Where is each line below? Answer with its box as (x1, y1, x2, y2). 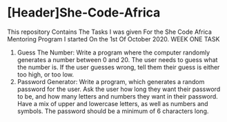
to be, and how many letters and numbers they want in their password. (17, 92, 219, 101)
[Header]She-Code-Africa (7, 5, 161, 21)
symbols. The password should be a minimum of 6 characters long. (17, 107, 209, 115)
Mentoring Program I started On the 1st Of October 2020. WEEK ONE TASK (7, 34, 220, 43)
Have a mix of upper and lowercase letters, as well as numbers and (17, 99, 208, 108)
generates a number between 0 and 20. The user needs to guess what (17, 55, 218, 63)
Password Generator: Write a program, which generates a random (17, 77, 205, 85)
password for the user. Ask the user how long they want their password (17, 85, 221, 93)
